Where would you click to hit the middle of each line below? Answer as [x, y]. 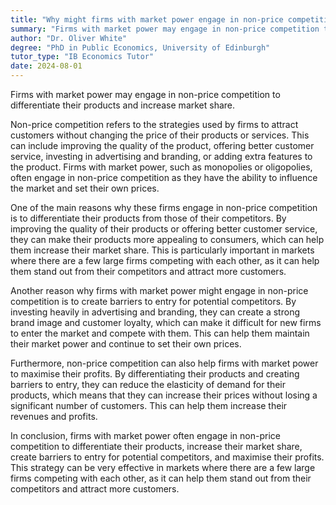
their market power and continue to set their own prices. [126, 344]
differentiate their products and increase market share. [123, 105]
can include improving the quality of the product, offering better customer [162, 145]
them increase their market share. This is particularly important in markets [162, 250]
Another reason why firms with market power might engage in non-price [159, 290]
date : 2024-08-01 [46, 66]
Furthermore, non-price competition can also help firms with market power [164, 363]
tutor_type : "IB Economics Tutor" [82, 57]
